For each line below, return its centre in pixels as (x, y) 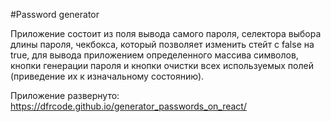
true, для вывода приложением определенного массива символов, (154, 55)
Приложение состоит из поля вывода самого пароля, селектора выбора (166, 33)
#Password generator (55, 14)
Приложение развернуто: (65, 95)
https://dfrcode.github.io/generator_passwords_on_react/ (128, 106)
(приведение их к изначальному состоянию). (107, 76)
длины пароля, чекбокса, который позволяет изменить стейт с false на (162, 44)
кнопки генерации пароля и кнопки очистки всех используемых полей (162, 65)
